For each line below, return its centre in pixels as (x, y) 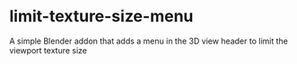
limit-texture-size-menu (101, 16)
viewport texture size (48, 50)
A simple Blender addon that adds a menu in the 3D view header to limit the (149, 41)
